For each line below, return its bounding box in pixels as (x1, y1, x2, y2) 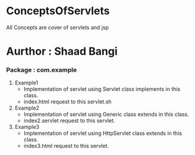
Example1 (14, 79, 39, 87)
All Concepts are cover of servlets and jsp (6, 24, 109, 31)
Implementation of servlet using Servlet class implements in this (23, 86, 181, 93)
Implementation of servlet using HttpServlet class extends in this (23, 129, 183, 137)
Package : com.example (6, 66, 77, 74)
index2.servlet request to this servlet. (23, 117, 115, 124)
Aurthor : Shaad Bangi (6, 45, 118, 58)
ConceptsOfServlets (6, 4, 110, 18)
